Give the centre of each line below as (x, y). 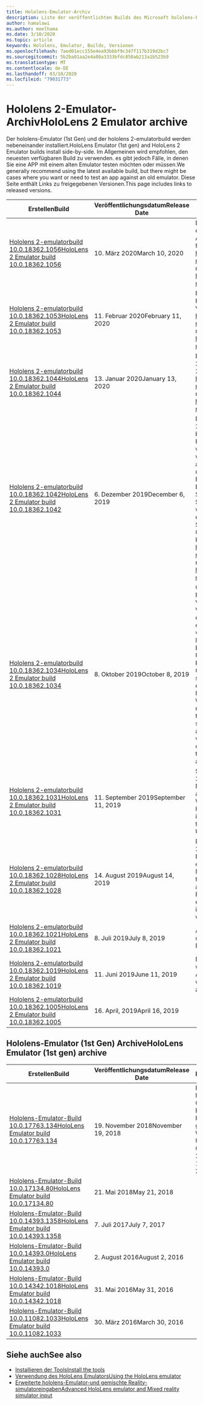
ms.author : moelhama (32, 29)
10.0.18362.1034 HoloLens (49, 671)
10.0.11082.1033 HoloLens (49, 1318)
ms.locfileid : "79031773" (39, 79)
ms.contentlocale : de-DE (37, 68)
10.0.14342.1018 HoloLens (49, 1286)
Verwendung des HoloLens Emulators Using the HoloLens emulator (98, 1376)
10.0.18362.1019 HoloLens (49, 971)
